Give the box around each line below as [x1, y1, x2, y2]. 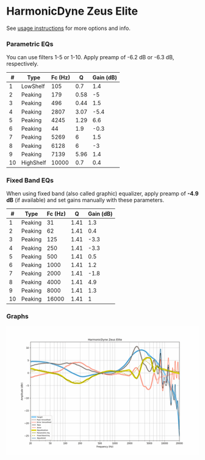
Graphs [6, 312, 29, 321]
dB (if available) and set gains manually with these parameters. [6, 197, 165, 204]
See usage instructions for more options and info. [6, 24, 131, 32]
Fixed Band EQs [6, 176, 54, 184]
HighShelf [21, 159, 46, 166]
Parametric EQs [6, 40, 54, 48]
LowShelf [21, 82, 45, 90]
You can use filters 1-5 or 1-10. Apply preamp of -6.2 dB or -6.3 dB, [6, 54, 174, 61]
